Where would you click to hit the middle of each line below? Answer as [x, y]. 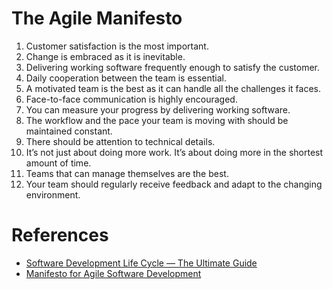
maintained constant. [69, 131]
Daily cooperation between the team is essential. [126, 78]
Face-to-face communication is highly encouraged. [131, 99]
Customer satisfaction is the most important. [117, 46]
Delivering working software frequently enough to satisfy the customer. [172, 67]
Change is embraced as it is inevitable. [105, 56]
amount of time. [58, 163]
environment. [53, 194]
